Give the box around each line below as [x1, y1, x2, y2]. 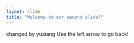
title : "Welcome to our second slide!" [6, 14, 104, 20]
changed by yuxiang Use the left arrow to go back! [6, 30, 129, 37]
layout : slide [6, 8, 41, 15]
